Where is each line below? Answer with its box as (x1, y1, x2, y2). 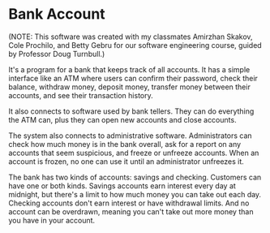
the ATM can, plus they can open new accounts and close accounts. (8, 114, 237, 124)
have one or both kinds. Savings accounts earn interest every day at (8, 180, 237, 191)
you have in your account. (8, 215, 96, 225)
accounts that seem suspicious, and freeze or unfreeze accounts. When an (8, 148, 259, 157)
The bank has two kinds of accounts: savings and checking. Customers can (8, 172, 262, 182)
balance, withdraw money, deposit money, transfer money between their (8, 82, 251, 92)
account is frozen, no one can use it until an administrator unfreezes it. (8, 156, 245, 166)
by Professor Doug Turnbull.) (8, 49, 105, 58)
